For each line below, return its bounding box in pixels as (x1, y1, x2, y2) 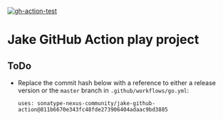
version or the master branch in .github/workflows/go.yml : (17, 86, 190, 94)
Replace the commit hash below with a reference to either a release (17, 79, 216, 87)
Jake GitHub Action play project (7, 32, 199, 48)
